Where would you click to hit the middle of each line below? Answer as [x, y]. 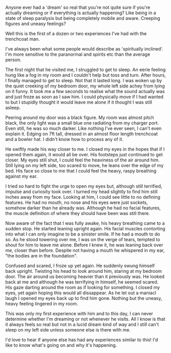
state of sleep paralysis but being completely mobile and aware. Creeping [83, 18]
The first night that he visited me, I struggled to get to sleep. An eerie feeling [86, 69]
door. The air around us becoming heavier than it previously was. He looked [85, 276]
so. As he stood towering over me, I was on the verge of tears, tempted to [83, 239]
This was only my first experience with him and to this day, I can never [79, 313]
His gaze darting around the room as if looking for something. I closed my [83, 287]
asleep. [13, 108]
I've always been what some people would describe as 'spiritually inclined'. [84, 49]
